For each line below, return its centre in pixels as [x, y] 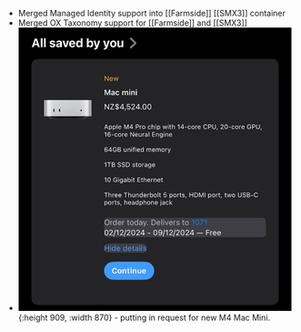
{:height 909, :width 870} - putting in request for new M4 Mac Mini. [144, 317]
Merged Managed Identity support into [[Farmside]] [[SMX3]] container [152, 13]
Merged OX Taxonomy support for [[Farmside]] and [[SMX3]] [133, 23]
